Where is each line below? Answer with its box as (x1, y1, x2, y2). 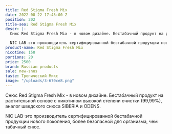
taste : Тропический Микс (5, 73, 58, 79)
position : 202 (5, 17, 36, 22)
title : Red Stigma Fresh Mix (5, 7, 68, 13)
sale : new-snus (5, 69, 38, 74)
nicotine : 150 (5, 49, 36, 55)
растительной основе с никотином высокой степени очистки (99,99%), (5, 97, 162, 103)
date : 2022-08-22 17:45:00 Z (5, 12, 68, 17)
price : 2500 (5, 59, 31, 64)
